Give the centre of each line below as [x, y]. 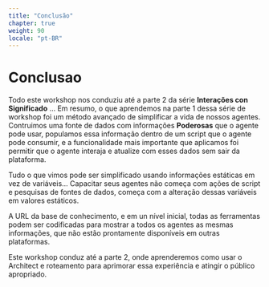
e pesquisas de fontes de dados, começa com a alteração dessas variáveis [132, 192]
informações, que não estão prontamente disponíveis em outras [114, 233]
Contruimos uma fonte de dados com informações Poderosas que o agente [134, 126]
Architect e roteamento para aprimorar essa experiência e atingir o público [132, 266]
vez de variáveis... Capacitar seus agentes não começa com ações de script [134, 184]
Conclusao [45, 78]
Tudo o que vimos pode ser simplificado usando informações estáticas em [132, 175]
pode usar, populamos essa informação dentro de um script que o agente [130, 134]
